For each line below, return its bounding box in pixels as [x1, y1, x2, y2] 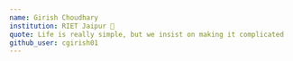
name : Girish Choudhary [9, 13, 99, 22]
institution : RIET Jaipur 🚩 [9, 22, 115, 30]
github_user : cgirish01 [9, 38, 99, 48]
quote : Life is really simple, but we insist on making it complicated [9, 30, 284, 39]
